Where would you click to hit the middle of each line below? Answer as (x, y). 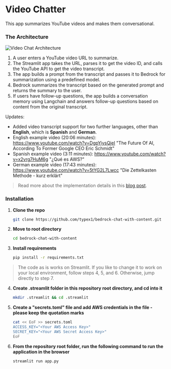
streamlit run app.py (35, 361)
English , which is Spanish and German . (55, 132)
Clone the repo (29, 210)
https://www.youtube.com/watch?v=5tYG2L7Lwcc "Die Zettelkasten (84, 170)
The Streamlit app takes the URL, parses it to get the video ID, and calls (88, 63)
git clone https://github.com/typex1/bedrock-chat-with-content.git (87, 219)
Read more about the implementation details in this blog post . (82, 186)
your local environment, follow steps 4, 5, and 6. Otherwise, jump (86, 273)
